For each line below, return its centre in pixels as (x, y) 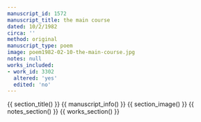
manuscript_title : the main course (59, 20)
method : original (32, 40)
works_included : (31, 65)
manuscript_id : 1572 (37, 14)
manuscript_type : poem (40, 46)
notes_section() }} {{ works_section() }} (63, 112)
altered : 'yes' (35, 78)
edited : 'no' (32, 85)
